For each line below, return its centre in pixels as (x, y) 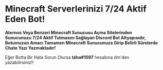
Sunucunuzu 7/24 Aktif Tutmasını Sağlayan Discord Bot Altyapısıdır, (75, 38)
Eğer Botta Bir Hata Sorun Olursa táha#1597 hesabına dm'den (67, 57)
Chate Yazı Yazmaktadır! (30, 48)
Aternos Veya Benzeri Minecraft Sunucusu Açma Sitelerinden (69, 32)
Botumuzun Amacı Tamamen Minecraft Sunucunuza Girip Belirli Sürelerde (81, 42)
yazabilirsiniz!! (19, 62)
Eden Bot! (25, 19)
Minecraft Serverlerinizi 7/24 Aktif (76, 9)
